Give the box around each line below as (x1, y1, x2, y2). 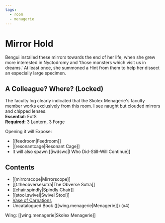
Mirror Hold (5, 38, 54, 49)
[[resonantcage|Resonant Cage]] (12, 144, 80, 149)
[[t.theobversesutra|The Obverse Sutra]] (12, 181, 95, 187)
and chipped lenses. (5, 108, 47, 114)
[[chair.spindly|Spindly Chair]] (12, 187, 74, 193)
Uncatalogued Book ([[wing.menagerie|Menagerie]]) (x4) (12, 202, 130, 209)
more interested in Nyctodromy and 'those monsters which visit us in (5, 60, 146, 66)
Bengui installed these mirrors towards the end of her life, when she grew (5, 54, 156, 60)
